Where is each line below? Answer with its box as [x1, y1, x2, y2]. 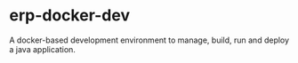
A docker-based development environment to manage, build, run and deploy [9, 35, 290, 45]
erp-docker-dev [9, 5, 131, 26]
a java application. [9, 43, 76, 54]
